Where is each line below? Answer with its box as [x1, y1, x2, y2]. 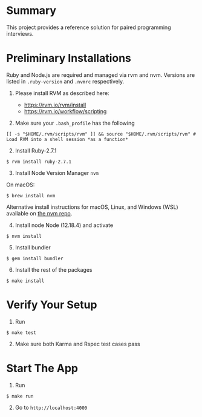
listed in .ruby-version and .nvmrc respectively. [6, 77, 125, 85]
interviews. [6, 30, 34, 37]
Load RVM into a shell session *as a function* [6, 136, 129, 142]
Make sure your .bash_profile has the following [15, 119, 135, 126]
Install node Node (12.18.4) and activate [15, 222, 114, 229]
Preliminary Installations [6, 51, 132, 65]
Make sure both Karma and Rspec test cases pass [15, 340, 140, 347]
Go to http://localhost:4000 [15, 404, 88, 411]
